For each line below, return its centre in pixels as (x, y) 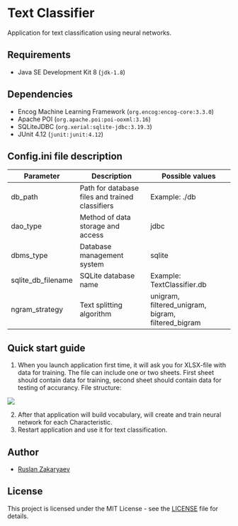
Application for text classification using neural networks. (90, 33)
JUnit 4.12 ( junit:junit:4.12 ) (61, 134)
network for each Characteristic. (65, 423)
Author (23, 452)
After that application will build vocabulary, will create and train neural (119, 415)
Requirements (39, 55)
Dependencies (40, 95)
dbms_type (29, 255)
